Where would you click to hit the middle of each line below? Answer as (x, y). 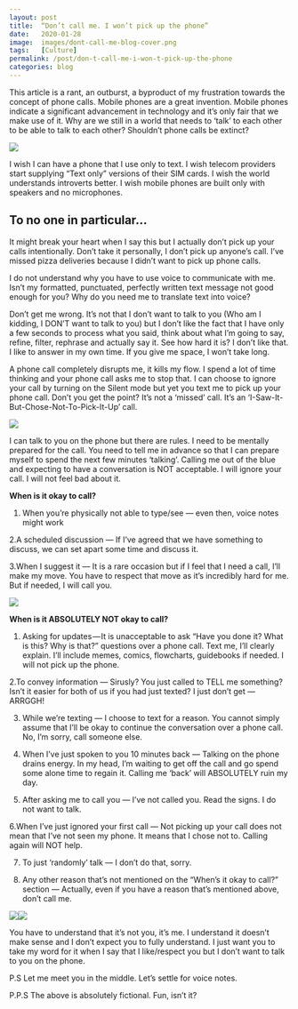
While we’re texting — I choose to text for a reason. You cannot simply (151, 717)
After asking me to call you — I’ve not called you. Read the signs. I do (149, 799)
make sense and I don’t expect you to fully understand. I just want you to (142, 941)
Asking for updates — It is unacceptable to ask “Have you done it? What (153, 636)
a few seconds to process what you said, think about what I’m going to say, (147, 332)
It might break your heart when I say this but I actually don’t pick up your (142, 242)
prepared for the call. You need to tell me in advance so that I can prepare (145, 450)
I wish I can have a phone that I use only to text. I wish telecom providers (142, 164)
